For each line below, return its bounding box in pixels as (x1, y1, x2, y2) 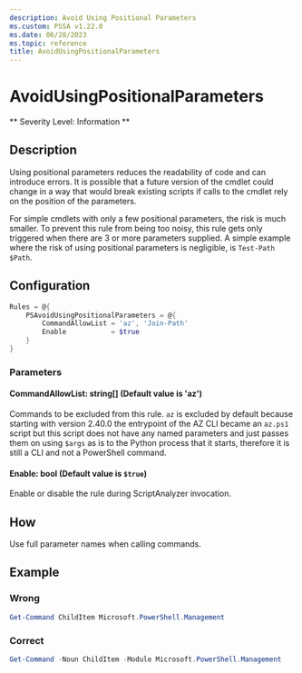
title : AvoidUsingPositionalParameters (9, 47, 161, 56)
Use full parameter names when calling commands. (9, 539, 202, 549)
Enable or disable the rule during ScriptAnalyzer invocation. (9, 488, 231, 500)
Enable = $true (42, 328, 141, 337)
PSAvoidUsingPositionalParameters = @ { (25, 311, 177, 320)
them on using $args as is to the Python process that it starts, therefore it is (9, 438, 290, 449)
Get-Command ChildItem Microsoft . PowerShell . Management (9, 612, 225, 622)
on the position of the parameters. (9, 195, 137, 206)
